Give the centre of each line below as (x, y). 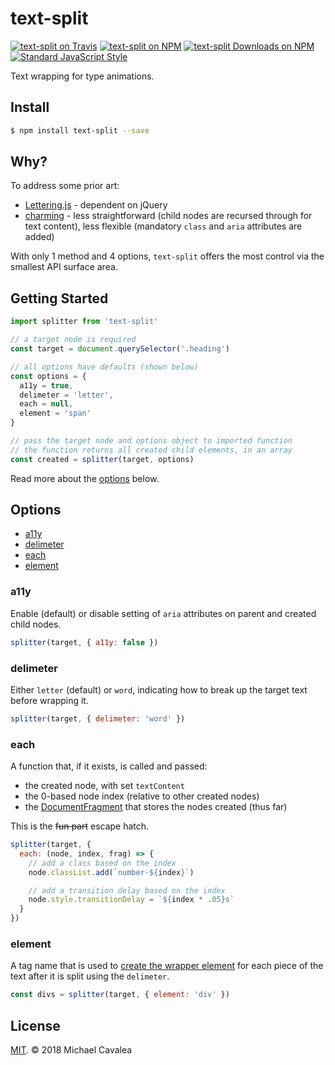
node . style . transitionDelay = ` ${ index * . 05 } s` (131, 900)
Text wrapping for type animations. (82, 76)
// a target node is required (73, 340)
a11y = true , (46, 385)
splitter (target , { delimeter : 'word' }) (98, 718)
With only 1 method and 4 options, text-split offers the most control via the (167, 256)
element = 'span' (55, 413)
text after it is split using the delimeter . (90, 976)
